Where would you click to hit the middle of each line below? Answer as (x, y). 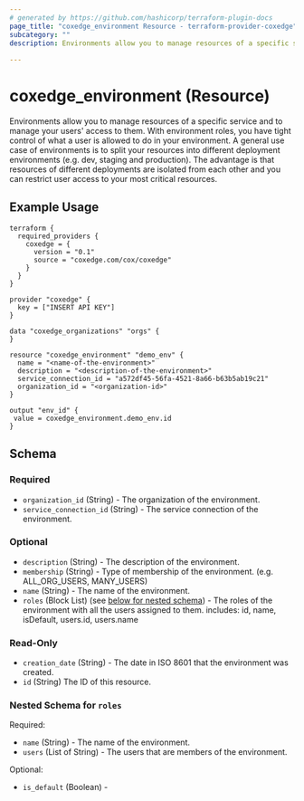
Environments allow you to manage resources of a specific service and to (146, 121)
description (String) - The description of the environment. (131, 561)
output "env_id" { (44, 410)
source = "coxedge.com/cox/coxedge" (102, 260)
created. (38, 672)
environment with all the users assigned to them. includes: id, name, (149, 610)
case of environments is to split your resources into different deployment (145, 150)
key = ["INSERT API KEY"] (66, 307)
